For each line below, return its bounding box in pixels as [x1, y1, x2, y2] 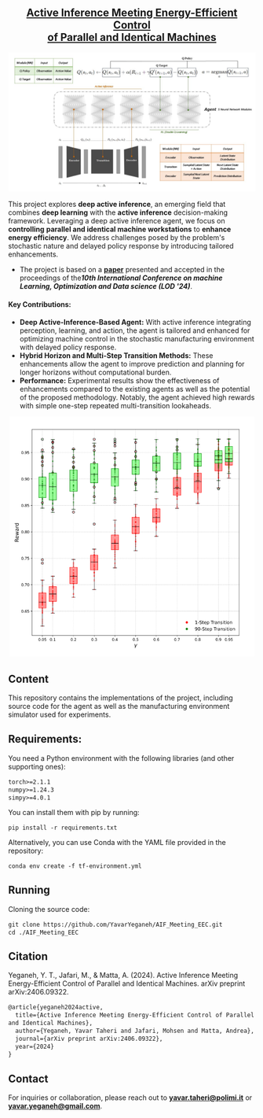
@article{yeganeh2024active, [8, 1003, 104, 1012]
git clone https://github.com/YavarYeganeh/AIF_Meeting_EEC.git [8, 921, 223, 928]
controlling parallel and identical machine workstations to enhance [8, 224, 232, 234]
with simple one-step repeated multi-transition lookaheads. [19, 400, 212, 410]
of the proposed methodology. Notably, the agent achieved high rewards [19, 393, 255, 402]
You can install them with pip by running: [8, 807, 140, 817]
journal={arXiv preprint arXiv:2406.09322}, [15, 1035, 163, 1043]
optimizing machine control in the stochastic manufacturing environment [19, 334, 255, 343]
